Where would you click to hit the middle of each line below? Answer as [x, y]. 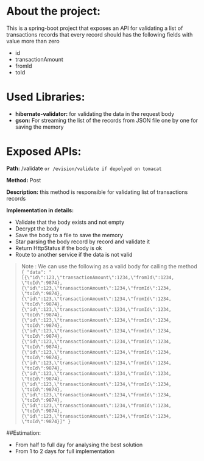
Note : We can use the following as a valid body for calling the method [109, 266]
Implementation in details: [40, 210]
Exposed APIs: [44, 152]
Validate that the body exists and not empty [70, 222]
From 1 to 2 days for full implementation [65, 451]
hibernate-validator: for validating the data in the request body [95, 113]
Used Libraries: [46, 97]
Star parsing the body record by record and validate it [83, 241]
